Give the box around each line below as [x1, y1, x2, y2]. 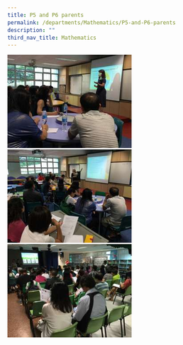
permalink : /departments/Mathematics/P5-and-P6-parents [7, 18, 176, 26]
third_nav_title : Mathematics [7, 34, 97, 41]
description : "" [7, 26, 55, 33]
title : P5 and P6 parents [7, 11, 84, 18]
